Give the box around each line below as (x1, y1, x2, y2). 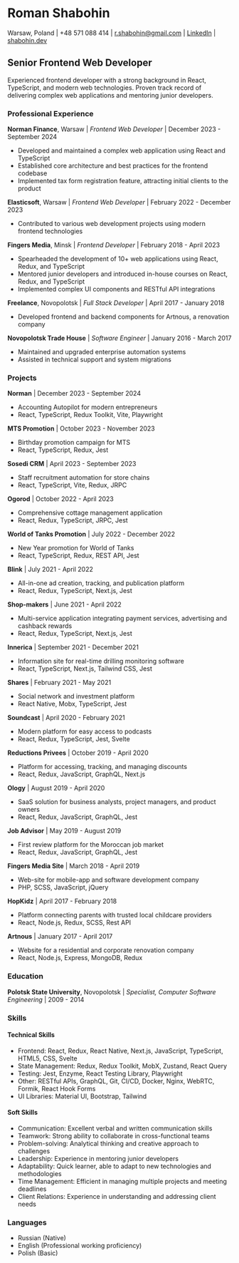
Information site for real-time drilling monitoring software (17, 657, 185, 666)
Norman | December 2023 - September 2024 (7, 389, 141, 398)
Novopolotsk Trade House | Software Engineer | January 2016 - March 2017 (7, 334, 232, 343)
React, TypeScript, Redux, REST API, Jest (17, 551, 140, 560)
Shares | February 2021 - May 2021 (7, 679, 112, 687)
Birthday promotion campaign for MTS (17, 438, 131, 447)
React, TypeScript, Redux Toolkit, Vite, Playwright (17, 411, 164, 419)
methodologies (17, 1169, 62, 1177)
